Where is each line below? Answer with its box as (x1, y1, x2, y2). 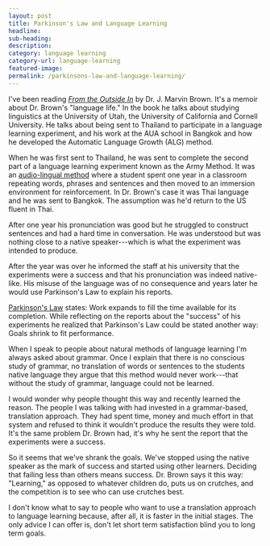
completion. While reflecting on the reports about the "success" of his (8, 311, 241, 321)
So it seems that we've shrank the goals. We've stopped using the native (8, 452, 250, 462)
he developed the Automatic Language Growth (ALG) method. (8, 136, 214, 146)
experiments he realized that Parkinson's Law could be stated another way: (8, 320, 259, 330)
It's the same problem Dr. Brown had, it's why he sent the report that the (8, 428, 248, 438)
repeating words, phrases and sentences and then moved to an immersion (8, 178, 255, 188)
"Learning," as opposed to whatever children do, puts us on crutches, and (8, 478, 254, 488)
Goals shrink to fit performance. (8, 328, 114, 338)
